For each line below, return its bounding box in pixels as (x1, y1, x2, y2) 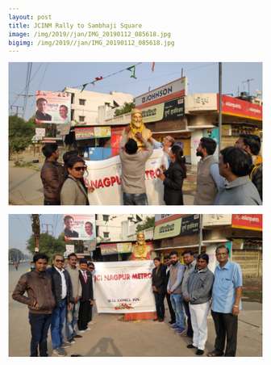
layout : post (8, 13, 52, 21)
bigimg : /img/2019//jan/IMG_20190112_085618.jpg (8, 39, 175, 47)
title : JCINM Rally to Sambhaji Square (8, 21, 143, 30)
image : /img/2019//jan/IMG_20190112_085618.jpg (8, 30, 172, 38)
